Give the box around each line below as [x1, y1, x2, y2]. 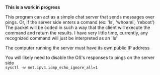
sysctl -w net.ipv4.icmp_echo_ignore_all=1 [5, 65, 98, 70]
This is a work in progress [5, 4, 60, 10]
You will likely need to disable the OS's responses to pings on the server [5, 54, 155, 60]
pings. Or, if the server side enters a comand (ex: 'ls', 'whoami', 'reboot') [5, 19, 155, 25]
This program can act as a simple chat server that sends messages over [5, 14, 155, 19]
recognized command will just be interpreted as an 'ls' [5, 35, 118, 41]
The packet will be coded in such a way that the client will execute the [5, 24, 150, 30]
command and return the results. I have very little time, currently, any [5, 30, 148, 35]
